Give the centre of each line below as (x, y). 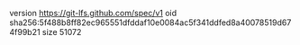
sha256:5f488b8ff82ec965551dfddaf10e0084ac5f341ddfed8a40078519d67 (150, 22)
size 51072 (62, 32)
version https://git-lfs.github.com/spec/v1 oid (93, 13)
